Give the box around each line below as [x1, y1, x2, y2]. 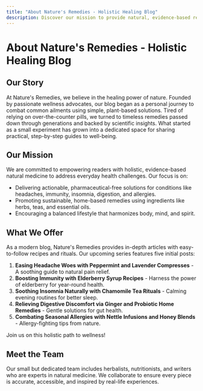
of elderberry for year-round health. [14, 281, 105, 289]
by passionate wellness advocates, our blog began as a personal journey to [6, 100, 195, 107]
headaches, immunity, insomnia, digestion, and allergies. [14, 190, 156, 198]
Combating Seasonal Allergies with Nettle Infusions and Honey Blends [14, 313, 196, 321]
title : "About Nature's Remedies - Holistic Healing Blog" [6, 8, 158, 15]
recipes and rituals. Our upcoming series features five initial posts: [30, 250, 195, 258]
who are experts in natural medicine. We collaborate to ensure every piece [6, 371, 192, 379]
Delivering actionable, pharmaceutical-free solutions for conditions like [14, 184, 192, 192]
